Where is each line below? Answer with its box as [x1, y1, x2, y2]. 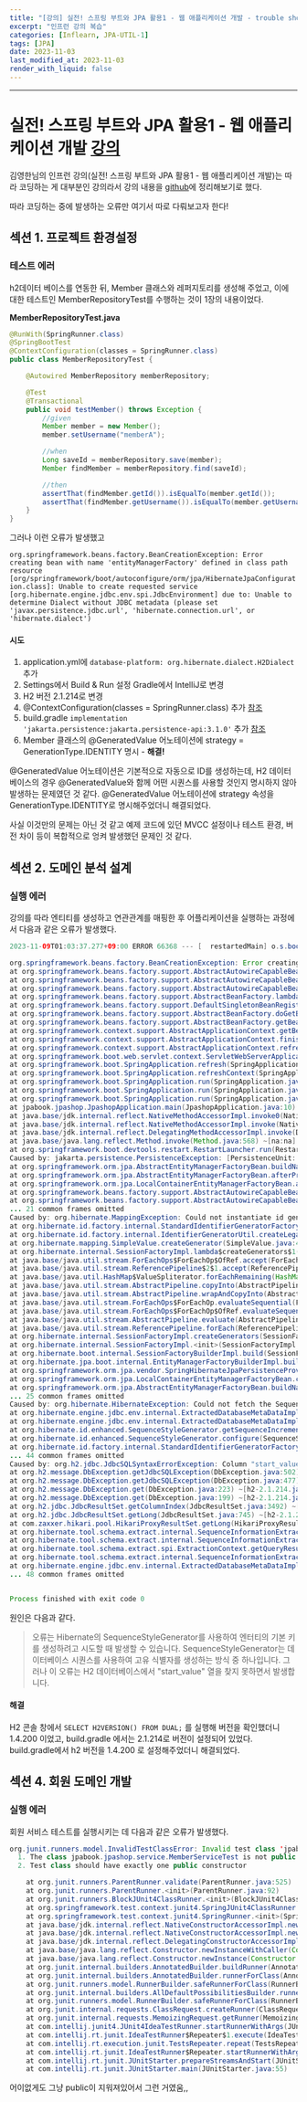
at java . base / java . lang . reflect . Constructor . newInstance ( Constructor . [26, 1954, 301, 1964]
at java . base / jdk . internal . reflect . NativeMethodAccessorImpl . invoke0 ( [9, 1111, 284, 1120]
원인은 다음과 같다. [9, 1611, 76, 1622]
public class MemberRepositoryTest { [9, 355, 153, 364]
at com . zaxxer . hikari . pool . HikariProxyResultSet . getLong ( [9, 1518, 235, 1528]
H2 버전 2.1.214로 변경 [22, 691, 103, 702]
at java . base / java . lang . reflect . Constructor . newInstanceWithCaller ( [26, 1946, 292, 1955]
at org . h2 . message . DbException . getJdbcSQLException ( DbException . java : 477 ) [9, 1476, 301, 1485]
